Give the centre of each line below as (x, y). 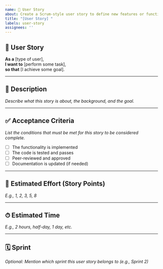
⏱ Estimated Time (33, 215)
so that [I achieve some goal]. (35, 69)
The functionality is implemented (45, 147)
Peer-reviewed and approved (41, 158)
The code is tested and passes (43, 152)
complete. (15, 138)
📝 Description (26, 89)
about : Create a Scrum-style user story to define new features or (75, 14)
